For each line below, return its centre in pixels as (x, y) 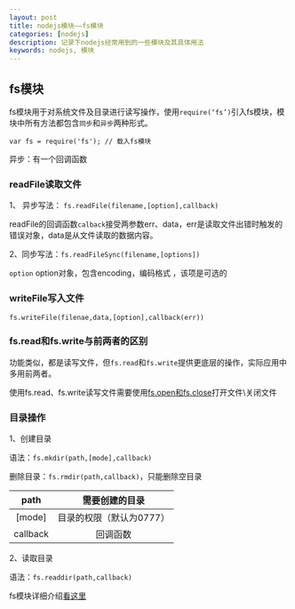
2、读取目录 (31, 558)
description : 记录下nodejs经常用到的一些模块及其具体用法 (107, 42)
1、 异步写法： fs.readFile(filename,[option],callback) (114, 205)
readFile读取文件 (45, 184)
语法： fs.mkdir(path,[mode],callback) (81, 458)
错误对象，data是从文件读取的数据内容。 (84, 236)
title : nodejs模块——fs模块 (56, 26)
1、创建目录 (30, 439)
